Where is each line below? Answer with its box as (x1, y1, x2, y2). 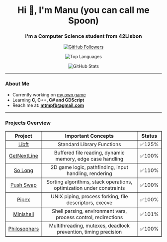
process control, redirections (56, 214, 123, 221)
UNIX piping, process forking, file (50, 193, 128, 200)
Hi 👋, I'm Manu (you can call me (17, 4, 150, 16)
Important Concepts (65, 133, 114, 140)
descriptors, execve (66, 199, 113, 206)
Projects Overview (5, 119, 51, 126)
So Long (14, 167, 34, 174)
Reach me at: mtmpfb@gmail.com (12, 102, 84, 108)
